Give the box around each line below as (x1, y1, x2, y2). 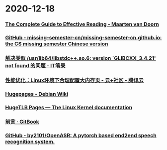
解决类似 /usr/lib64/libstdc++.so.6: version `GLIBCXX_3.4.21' (5, 54, 156, 61)
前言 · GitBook (5, 118, 40, 125)
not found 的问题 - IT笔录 (5, 62, 66, 69)
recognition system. (5, 138, 55, 145)
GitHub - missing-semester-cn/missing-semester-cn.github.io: (5, 34, 162, 41)
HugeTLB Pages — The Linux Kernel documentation (5, 104, 133, 111)
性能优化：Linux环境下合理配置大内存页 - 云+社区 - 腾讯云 (5, 77, 144, 84)
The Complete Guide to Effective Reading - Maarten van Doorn (5, 21, 159, 28)
